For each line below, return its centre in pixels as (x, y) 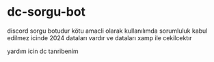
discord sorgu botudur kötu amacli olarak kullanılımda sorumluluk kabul (107, 31)
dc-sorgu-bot (46, 12)
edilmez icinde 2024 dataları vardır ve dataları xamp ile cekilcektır (100, 37)
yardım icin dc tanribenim (43, 51)
